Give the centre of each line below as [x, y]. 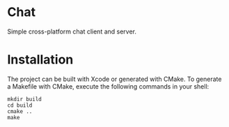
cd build [20, 105]
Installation [40, 60]
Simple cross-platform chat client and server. [72, 31]
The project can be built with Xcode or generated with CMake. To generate [114, 79]
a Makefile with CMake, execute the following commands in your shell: [108, 86]
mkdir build [24, 99]
